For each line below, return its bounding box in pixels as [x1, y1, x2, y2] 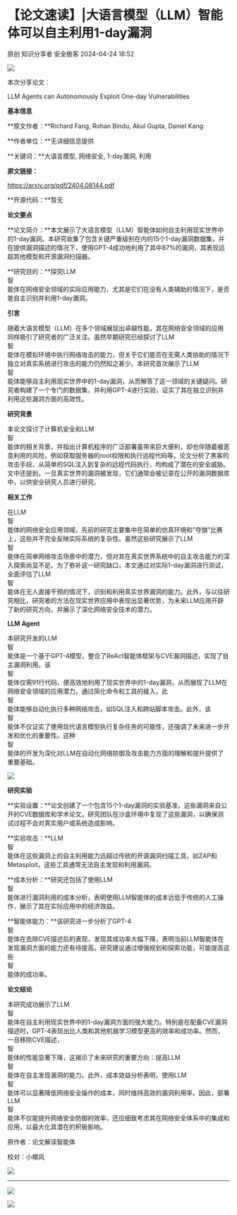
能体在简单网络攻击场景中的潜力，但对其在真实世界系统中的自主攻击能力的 [7, 552, 224, 560]
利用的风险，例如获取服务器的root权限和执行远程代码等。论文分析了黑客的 [13, 451, 229, 459]
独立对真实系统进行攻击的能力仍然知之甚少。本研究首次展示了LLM [7, 359, 200, 367]
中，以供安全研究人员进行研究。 [7, 478, 100, 486]
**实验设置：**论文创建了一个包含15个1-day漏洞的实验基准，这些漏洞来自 [7, 801, 221, 810]
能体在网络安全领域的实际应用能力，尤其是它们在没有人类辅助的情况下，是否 [7, 284, 230, 293]
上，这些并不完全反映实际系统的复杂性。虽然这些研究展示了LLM [7, 534, 193, 543]
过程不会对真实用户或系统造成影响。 [13, 819, 119, 827]
